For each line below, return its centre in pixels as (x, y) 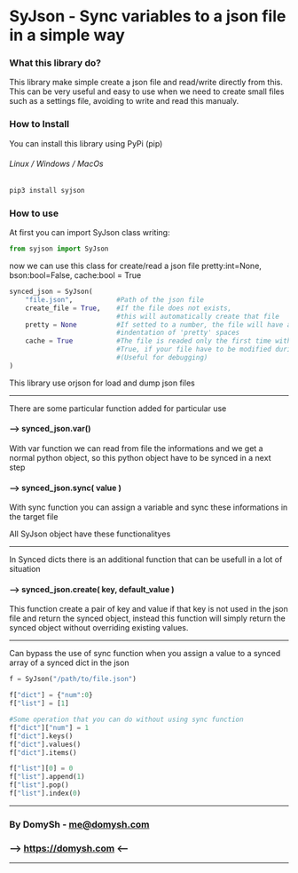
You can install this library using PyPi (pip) (86, 143)
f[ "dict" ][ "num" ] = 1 (49, 727)
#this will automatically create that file (198, 316)
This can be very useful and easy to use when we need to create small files (147, 91)
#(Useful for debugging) (162, 358)
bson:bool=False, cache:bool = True (75, 275)
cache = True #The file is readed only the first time (149, 341)
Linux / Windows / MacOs (56, 164)
